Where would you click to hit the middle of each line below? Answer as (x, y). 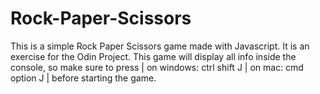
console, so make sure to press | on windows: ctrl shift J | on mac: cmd (157, 67)
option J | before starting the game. (83, 78)
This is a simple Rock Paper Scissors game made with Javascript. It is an (160, 46)
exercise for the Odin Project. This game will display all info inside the (153, 56)
